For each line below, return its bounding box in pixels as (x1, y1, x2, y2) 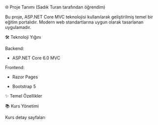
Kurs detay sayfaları (5, 115, 46, 120)
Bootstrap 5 (12, 83, 36, 89)
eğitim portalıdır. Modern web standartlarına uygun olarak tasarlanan (5, 19, 144, 25)
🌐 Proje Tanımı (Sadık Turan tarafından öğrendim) (5, 4, 105, 10)
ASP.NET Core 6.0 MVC (12, 55, 60, 61)
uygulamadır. (5, 25, 31, 30)
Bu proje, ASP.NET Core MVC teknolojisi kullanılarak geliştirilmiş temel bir (5, 14, 153, 20)
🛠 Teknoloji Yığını (5, 34, 41, 40)
